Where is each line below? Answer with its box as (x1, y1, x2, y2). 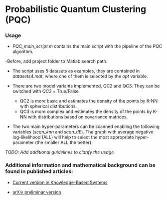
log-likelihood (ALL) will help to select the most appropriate (12, 134, 135, 140)
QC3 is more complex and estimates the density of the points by (19, 108, 152, 114)
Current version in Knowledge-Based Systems (12, 179, 108, 185)
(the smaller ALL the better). (34, 139, 93, 145)
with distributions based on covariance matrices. (27, 114, 128, 120)
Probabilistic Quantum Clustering (5, 3, 147, 15)
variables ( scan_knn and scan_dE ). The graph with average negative (12, 129, 154, 135)
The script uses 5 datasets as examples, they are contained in (12, 68, 140, 74)
